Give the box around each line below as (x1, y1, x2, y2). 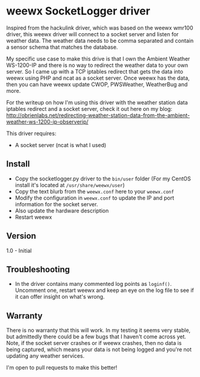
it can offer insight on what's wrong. (14, 293, 105, 300)
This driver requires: (6, 130, 57, 137)
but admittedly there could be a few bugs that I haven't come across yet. (6, 333, 187, 340)
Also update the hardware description (14, 207, 109, 214)
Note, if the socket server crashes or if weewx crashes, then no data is (6, 340, 182, 347)
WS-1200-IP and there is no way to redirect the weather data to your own (6, 62, 189, 69)
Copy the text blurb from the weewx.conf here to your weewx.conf (14, 188, 175, 195)
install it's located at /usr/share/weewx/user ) (14, 181, 125, 188)
